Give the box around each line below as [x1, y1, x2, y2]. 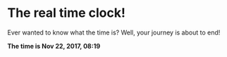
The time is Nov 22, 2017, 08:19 [7, 42, 101, 50]
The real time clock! [7, 5, 125, 21]
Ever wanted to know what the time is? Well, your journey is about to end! [7, 28, 221, 37]
